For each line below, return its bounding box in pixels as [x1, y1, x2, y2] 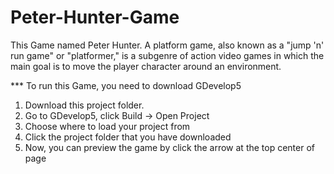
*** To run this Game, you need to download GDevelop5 [10, 79, 242, 91]
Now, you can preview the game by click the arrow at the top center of [24, 141, 316, 153]
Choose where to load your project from [24, 120, 191, 132]
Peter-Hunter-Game [10, 6, 180, 29]
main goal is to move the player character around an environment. [10, 60, 282, 72]
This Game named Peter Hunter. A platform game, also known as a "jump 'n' [10, 39, 325, 51]
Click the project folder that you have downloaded [24, 131, 232, 143]
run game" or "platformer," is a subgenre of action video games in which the [10, 49, 325, 61]
